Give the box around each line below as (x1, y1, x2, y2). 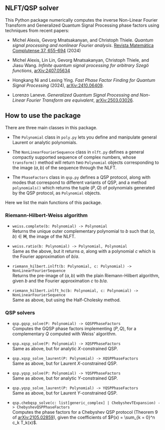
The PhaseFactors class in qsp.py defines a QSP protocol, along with (12, 174, 151, 180)
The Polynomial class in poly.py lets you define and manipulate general (12, 134, 157, 140)
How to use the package (5, 111, 81, 120)
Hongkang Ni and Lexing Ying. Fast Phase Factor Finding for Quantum (12, 77, 156, 83)
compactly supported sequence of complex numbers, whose (12, 154, 136, 160)
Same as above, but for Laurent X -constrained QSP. (12, 360, 118, 366)
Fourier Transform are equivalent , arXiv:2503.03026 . (26, 97, 134, 103)
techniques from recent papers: (5, 27, 69, 34)
